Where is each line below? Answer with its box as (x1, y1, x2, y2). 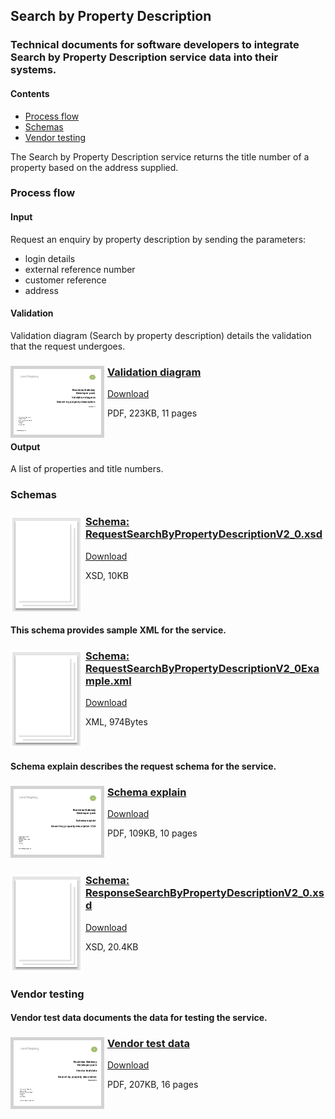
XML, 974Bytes (85, 716, 148, 728)
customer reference (24, 274, 107, 286)
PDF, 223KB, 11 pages (107, 407, 198, 419)
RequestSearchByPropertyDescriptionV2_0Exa (85, 662, 320, 676)
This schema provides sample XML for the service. (10, 624, 227, 636)
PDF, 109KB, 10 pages (107, 827, 198, 839)
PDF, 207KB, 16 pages (107, 1079, 199, 1091)
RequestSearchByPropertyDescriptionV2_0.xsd (85, 527, 323, 541)
